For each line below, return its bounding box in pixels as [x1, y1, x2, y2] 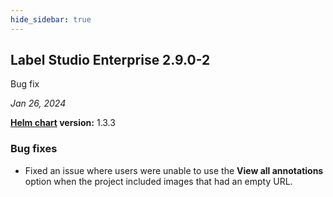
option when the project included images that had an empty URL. [24, 175, 293, 187]
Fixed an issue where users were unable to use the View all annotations [24, 164, 324, 176]
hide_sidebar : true [10, 14, 92, 25]
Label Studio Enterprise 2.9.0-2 [10, 52, 211, 69]
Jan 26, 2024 [10, 97, 67, 110]
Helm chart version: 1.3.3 [10, 117, 116, 129]
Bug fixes [10, 142, 58, 156]
